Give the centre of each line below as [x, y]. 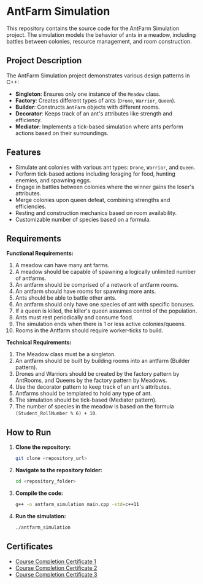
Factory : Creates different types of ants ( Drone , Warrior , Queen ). [95, 100]
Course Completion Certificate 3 [56, 574]
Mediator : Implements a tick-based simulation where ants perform [99, 127]
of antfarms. [31, 278]
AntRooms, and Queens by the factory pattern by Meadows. [91, 380]
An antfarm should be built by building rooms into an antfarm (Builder [102, 361]
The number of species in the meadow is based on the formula [94, 407]
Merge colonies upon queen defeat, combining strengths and [93, 200]
